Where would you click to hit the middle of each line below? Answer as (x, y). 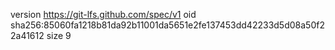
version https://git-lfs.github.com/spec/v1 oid (103, 14)
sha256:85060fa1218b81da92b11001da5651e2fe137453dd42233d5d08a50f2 (167, 25)
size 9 (59, 35)
